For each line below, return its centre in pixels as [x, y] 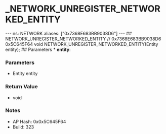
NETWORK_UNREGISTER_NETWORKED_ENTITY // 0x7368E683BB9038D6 [83, 39]
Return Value [22, 87]
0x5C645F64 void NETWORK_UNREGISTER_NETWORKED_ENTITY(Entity [82, 44]
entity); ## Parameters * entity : [38, 49]
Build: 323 [23, 127]
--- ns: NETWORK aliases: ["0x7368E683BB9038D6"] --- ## [69, 33]
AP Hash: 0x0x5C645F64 [39, 121]
